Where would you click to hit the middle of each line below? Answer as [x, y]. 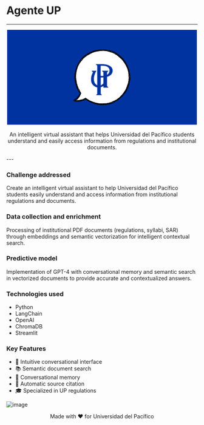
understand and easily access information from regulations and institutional [102, 141]
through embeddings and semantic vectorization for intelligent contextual [98, 236]
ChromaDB [29, 327]
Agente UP [34, 11]
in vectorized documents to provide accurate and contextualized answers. [99, 278]
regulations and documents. [41, 201]
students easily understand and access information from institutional [92, 194]
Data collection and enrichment [54, 217]
